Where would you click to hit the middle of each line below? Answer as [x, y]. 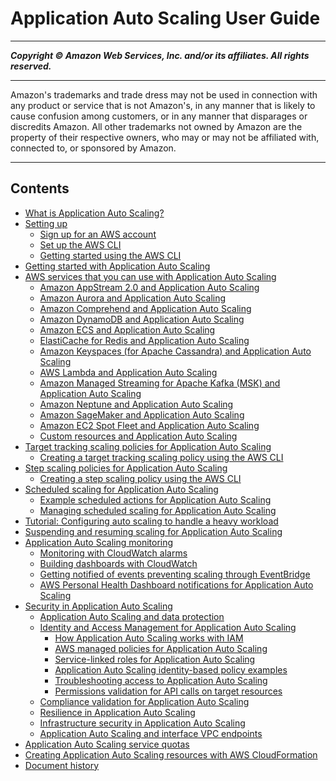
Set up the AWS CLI [80, 244]
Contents [40, 188]
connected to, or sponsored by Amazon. [93, 148]
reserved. [31, 66]
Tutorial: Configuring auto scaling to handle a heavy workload [151, 521]
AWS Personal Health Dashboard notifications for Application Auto [176, 584]
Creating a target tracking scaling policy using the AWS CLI [161, 457]
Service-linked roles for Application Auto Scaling [155, 659]
